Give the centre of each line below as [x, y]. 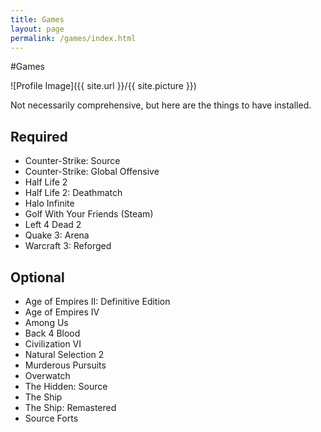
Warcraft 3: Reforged [68, 246]
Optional [37, 277]
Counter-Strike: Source [72, 161]
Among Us [46, 322]
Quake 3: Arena [57, 235]
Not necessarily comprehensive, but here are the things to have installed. [161, 105]
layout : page [37, 29]
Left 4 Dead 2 [53, 225]
